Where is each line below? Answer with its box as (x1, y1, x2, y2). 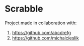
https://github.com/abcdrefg (12, 29, 71, 35)
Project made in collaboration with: (5, 20, 77, 26)
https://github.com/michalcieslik (12, 35, 79, 41)
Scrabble (5, 3, 43, 15)
